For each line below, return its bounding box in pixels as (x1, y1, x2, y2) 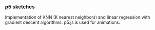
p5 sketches (5, 3, 35, 10)
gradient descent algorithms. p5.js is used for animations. (5, 19, 120, 25)
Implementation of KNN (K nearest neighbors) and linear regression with (5, 15, 150, 20)
